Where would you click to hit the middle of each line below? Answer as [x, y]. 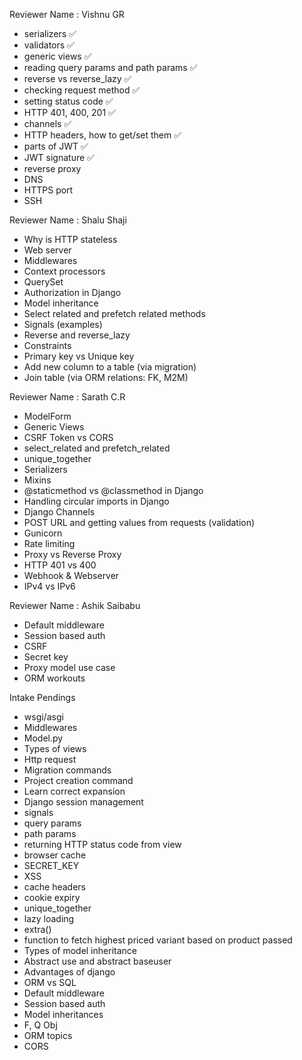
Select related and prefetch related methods [114, 313]
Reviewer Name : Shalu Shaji [68, 220]
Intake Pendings [42, 697]
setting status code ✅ [68, 101]
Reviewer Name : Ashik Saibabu [75, 605]
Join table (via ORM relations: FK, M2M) [106, 377]
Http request [50, 759]
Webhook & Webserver [71, 575]
